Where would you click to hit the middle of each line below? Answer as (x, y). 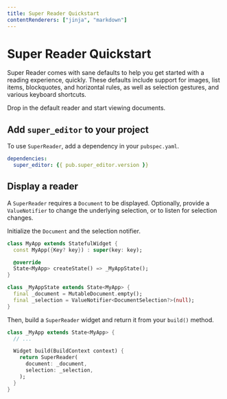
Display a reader (43, 186)
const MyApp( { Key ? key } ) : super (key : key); (78, 250)
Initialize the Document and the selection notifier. (74, 231)
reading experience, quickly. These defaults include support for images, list (114, 80)
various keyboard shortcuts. (47, 95)
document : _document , (56, 364)
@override (27, 262)
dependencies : (27, 159)
